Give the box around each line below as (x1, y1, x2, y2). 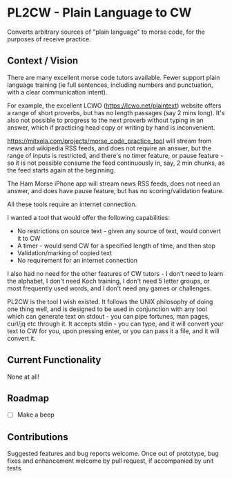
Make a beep (17, 410, 55, 419)
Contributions (7, 431, 68, 443)
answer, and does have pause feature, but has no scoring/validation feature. (7, 186, 224, 195)
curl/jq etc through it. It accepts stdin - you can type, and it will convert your (7, 319, 224, 328)
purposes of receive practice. (7, 34, 92, 43)
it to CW (17, 234, 41, 242)
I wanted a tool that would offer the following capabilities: (7, 213, 171, 221)
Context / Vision (7, 55, 79, 67)
